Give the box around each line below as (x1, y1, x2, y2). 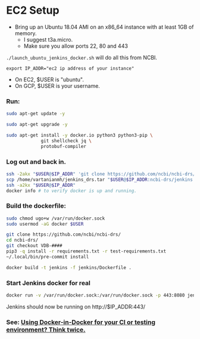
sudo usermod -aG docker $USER (6, 221, 84, 227)
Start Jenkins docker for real (6, 279, 90, 287)
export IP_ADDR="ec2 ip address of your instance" (6, 65, 135, 72)
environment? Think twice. (6, 325, 86, 334)
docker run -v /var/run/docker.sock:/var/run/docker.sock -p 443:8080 (6, 292, 185, 298)
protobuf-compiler (40, 143, 86, 149)
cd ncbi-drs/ (6, 237, 39, 244)
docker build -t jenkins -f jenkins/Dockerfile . (6, 264, 132, 270)
